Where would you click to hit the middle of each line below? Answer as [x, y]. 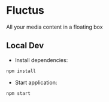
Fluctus [25, 10]
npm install [21, 71]
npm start [19, 93]
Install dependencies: [41, 60]
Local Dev [25, 46]
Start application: [36, 82]
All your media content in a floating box [54, 27]
